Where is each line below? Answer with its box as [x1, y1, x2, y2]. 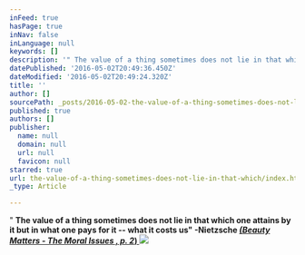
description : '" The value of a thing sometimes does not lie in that [9, 55, 282, 64]
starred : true [9, 165, 64, 174]
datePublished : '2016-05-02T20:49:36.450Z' [9, 64, 177, 74]
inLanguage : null [9, 38, 75, 48]
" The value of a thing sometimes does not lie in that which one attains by [9, 215, 291, 226]
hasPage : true [9, 22, 64, 31]
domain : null [17, 140, 67, 149]
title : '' [9, 81, 47, 90]
